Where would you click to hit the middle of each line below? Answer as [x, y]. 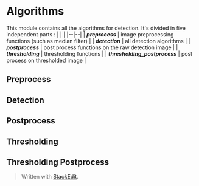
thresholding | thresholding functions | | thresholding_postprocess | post [100, 53]
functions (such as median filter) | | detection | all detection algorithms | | [98, 41]
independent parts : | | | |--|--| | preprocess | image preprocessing [90, 34]
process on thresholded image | [46, 60]
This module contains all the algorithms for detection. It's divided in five [96, 28]
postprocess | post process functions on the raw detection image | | [92, 47]
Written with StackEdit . [50, 177]
